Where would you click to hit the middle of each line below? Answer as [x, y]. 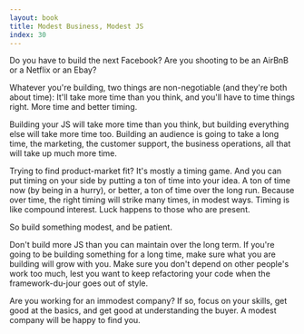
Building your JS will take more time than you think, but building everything [149, 124]
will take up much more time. [64, 153]
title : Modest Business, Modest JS [77, 26]
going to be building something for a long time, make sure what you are [143, 254]
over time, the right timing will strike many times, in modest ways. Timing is [150, 200]
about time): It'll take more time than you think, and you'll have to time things [152, 97]
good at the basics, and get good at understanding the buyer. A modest [143, 310]
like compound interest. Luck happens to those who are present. [130, 210]
